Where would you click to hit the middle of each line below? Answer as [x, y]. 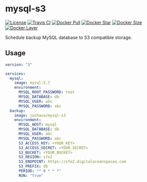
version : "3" [19, 65]
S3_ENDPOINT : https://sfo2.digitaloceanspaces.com [72, 162]
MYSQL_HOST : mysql [37, 125]
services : [15, 74]
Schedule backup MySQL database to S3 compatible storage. [69, 37]
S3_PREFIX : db [33, 167]
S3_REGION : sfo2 [35, 157]
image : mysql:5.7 [32, 83]
